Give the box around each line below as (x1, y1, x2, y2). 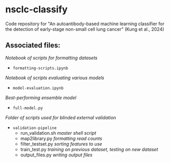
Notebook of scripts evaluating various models (5, 75, 104, 81)
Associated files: (5, 41, 60, 50)
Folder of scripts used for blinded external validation (5, 114, 116, 120)
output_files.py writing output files (20, 152, 93, 158)
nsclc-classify (5, 4, 68, 15)
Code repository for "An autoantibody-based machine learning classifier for (5, 21, 165, 27)
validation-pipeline (12, 125, 57, 131)
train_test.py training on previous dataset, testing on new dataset (20, 146, 158, 152)
